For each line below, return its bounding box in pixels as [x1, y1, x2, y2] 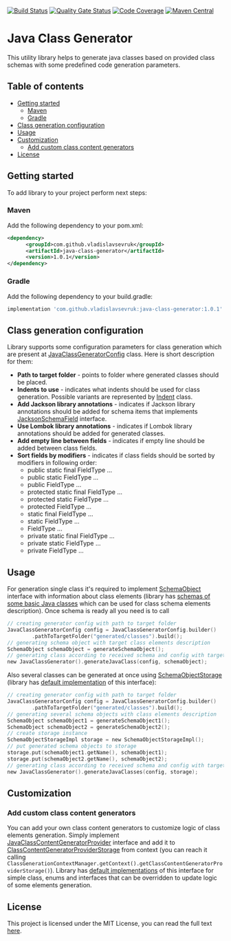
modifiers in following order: [16, 459, 98, 467]
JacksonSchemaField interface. [16, 415, 107, 423]
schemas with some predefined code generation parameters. [7, 61, 181, 69]
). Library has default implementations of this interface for [50, 867, 214, 875]
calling [7, 853, 26, 861]
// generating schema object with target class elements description [7, 639, 211, 646]
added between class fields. [16, 444, 98, 453]
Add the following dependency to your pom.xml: [7, 221, 144, 229]
